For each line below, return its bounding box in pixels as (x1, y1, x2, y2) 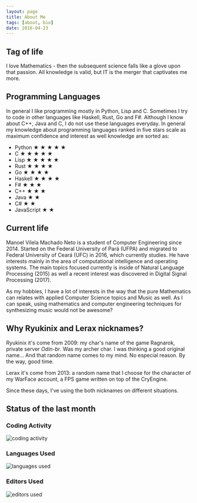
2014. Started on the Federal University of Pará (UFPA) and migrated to (6, 245, 178, 252)
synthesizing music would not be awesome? (6, 306, 113, 313)
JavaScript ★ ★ (14, 206, 55, 213)
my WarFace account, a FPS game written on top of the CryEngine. (6, 375, 168, 383)
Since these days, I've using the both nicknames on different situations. (6, 387, 179, 394)
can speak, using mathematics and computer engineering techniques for (6, 300, 182, 307)
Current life (6, 223, 49, 233)
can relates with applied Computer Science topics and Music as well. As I (6, 294, 183, 301)
